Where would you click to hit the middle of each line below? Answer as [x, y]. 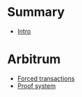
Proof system [36, 86]
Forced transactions [46, 78]
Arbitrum [34, 59]
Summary [36, 12]
